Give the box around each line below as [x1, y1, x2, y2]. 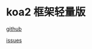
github [6, 25, 22, 32]
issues [6, 37, 22, 44]
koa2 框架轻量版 [6, 5, 86, 19]
